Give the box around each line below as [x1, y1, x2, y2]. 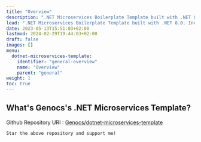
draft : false [6, 36, 39, 42]
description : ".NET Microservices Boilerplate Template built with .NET [6, 14, 191, 20]
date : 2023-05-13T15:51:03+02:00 [6, 25, 90, 32]
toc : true [6, 81, 31, 87]
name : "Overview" [17, 64, 60, 70]
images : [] [6, 42, 33, 48]
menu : [6, 48, 20, 54]
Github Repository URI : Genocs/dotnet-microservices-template [6, 119, 163, 126]
